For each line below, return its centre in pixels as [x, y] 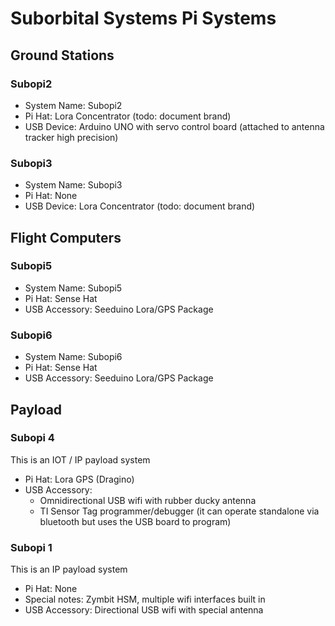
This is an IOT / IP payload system [80, 459]
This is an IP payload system [69, 569]
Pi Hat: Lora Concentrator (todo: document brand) [128, 116]
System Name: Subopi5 [73, 288]
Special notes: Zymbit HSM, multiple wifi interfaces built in [145, 599]
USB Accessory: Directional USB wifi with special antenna [144, 610]
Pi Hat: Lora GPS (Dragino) [79, 479]
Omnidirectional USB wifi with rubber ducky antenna [148, 500]
